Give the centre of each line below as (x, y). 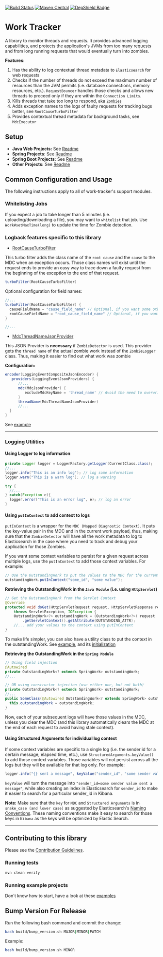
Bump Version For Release (46, 911)
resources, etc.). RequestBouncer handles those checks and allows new (83, 91)
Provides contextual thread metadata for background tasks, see (76, 116)
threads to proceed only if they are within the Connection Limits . (77, 95)
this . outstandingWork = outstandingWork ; (52, 703)
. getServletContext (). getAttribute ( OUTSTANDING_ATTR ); (79, 621)
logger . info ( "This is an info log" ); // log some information (69, 472)
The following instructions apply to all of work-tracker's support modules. (78, 191)
